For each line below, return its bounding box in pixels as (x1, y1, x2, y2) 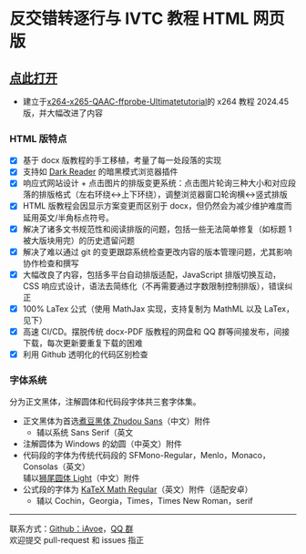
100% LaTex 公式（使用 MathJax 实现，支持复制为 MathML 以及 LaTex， (22, 303, 294, 314)
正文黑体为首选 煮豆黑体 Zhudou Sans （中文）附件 (22, 415, 211, 426)
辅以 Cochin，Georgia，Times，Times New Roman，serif (36, 496, 253, 507)
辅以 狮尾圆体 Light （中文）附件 (22, 473, 140, 484)
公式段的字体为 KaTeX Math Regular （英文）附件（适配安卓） (22, 484, 253, 495)
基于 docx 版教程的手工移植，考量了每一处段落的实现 (22, 155, 221, 166)
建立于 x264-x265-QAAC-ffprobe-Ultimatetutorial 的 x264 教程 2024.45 (22, 97, 290, 107)
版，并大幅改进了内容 (22, 108, 103, 118)
